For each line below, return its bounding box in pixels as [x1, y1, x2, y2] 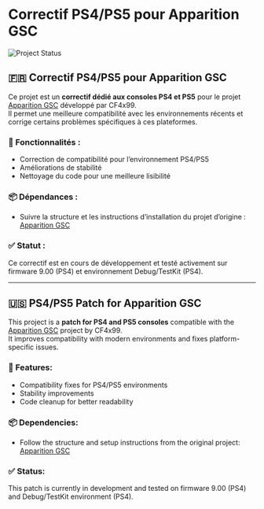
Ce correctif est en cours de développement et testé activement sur [8, 258, 228, 267]
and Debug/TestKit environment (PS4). [8, 492, 134, 501]
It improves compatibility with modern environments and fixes [8, 334, 208, 344]
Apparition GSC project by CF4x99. [8, 326, 123, 335]
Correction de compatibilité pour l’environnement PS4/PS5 [19, 155, 210, 164]
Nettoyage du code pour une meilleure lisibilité [19, 172, 171, 181]
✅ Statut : [8, 240, 46, 251]
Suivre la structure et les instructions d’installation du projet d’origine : [19, 212, 246, 222]
